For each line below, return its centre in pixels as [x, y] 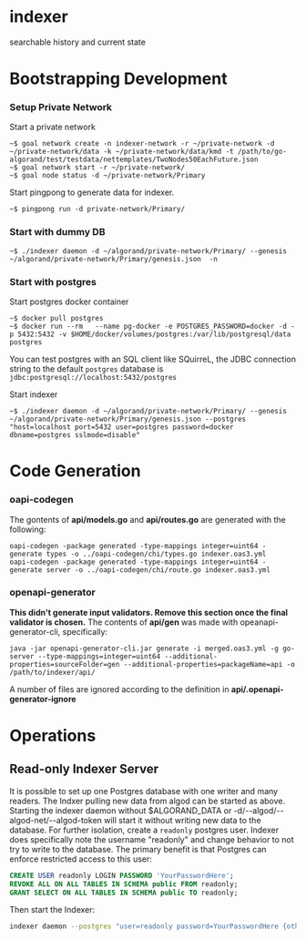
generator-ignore [43, 699]
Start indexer [34, 394]
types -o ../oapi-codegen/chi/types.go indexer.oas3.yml [156, 554]
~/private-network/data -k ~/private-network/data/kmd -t [122, 152]
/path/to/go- [262, 152]
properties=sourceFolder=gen [65, 664]
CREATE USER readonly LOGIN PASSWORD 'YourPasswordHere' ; [122, 875]
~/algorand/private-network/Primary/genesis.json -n [114, 259]
